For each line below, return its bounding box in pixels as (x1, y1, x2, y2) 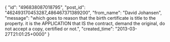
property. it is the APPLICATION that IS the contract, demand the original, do (5, 20, 165, 26)
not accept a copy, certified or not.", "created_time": (5, 26, 114, 32)
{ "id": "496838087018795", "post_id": (5, 5, 86, 10)
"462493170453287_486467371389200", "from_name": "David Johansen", (5, 10, 162, 16)
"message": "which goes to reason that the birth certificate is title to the (5, 15, 156, 21)
